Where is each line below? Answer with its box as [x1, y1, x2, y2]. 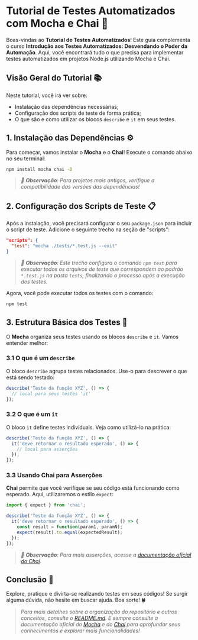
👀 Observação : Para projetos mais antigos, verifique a [20, 177, 155, 184]
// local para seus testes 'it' [11, 390, 92, 397]
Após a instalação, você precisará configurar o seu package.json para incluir [6, 220, 192, 227]
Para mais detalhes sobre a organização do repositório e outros [20, 608, 177, 616]
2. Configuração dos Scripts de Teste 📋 [6, 201, 156, 211]
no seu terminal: [6, 155, 46, 162]
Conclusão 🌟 [6, 574, 54, 584]
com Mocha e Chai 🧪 [6, 17, 109, 30]
